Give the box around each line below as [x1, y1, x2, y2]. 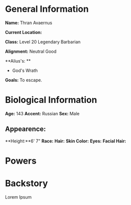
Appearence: [5, 125, 46, 134]
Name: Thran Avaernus [5, 20, 52, 26]
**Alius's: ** [5, 58, 31, 64]
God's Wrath [12, 68, 38, 73]
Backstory [5, 178, 48, 189]
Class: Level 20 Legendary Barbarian [5, 38, 81, 45]
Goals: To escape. [5, 77, 43, 83]
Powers [5, 155, 37, 166]
